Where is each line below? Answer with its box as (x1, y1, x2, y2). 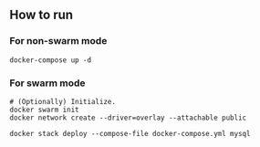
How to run (9, 7, 74, 23)
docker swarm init (9, 105, 79, 114)
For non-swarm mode (9, 35, 108, 47)
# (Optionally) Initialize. (9, 97, 117, 106)
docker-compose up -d (9, 55, 92, 65)
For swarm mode (9, 77, 86, 89)
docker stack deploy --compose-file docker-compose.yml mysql (9, 129, 251, 138)
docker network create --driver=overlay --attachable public (9, 113, 247, 122)
